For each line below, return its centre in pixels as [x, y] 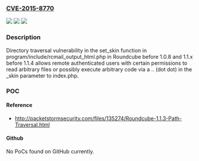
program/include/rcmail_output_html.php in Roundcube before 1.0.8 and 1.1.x [99, 56]
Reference [19, 105]
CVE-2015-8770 [30, 8]
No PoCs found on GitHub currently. [50, 151]
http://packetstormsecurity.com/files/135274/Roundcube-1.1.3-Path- [98, 118]
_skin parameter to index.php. [42, 75]
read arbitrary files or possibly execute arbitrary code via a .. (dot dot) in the [99, 69]
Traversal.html [32, 124]
